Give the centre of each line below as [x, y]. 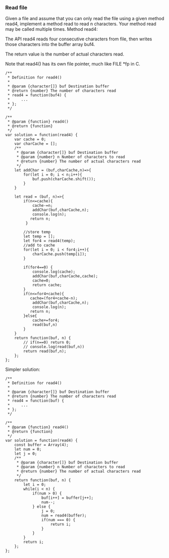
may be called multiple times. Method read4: [52, 29]
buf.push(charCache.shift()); [64, 179]
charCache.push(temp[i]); [59, 254]
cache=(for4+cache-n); [54, 298]
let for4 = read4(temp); [49, 241]
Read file [16, 8]
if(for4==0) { [38, 267]
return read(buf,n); [45, 351]
